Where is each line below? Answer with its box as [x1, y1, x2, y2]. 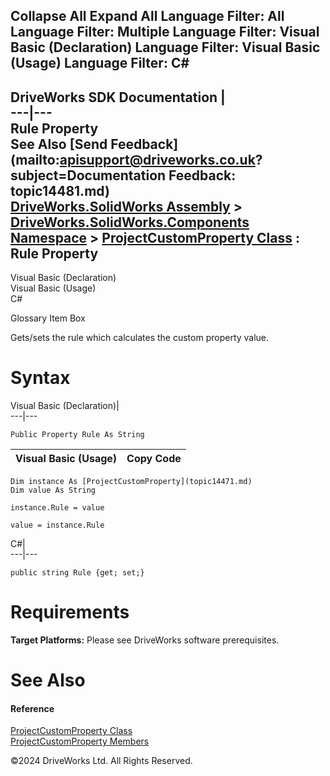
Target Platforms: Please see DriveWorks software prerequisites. [10, 634, 280, 646]
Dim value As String [10, 485, 97, 496]
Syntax [10, 367, 71, 389]
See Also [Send [10, 135, 108, 153]
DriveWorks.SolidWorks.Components [10, 214, 250, 231]
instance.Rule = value [10, 503, 105, 513]
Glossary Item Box [10, 312, 86, 324]
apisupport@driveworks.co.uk [59, 151, 256, 168]
